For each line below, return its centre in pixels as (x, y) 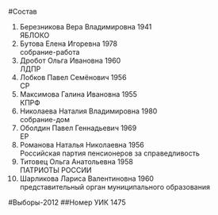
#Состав (23, 12)
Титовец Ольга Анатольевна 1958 (76, 161)
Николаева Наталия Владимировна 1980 (88, 111)
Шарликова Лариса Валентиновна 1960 (87, 179)
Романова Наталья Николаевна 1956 (82, 145)
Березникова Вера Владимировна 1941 (86, 27)
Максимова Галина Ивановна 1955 (78, 94)
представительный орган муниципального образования (115, 187)
